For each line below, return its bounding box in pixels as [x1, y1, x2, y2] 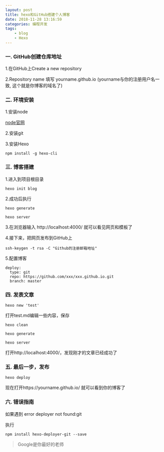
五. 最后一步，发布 [5, 363, 49, 370]
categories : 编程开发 [5, 21, 48, 27]
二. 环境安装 [5, 96, 34, 103]
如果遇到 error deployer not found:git [5, 411, 82, 417]
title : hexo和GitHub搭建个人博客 [5, 12, 70, 17]
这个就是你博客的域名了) [12, 83, 63, 89]
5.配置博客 [5, 255, 27, 261]
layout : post [5, 7, 33, 13]
